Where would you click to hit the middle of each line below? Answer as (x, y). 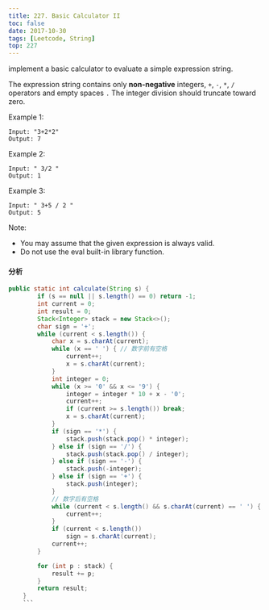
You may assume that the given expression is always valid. (117, 244)
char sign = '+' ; (66, 326)
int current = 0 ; (66, 304)
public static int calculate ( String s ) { (79, 289)
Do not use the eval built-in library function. (92, 252)
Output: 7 (25, 139)
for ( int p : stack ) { (75, 566)
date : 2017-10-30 (37, 31)
